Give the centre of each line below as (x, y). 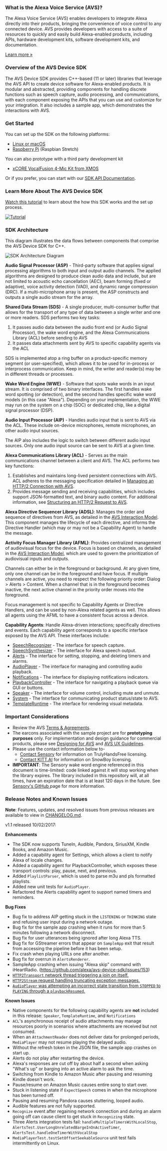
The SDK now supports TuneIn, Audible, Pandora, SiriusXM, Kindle (81, 844)
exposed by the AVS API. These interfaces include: (57, 636)
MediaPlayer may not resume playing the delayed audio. (70, 1042)
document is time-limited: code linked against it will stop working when (85, 770)
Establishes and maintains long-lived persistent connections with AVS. (84, 476)
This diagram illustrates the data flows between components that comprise (82, 241)
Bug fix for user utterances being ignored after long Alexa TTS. (77, 938)
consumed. (24, 1032)
